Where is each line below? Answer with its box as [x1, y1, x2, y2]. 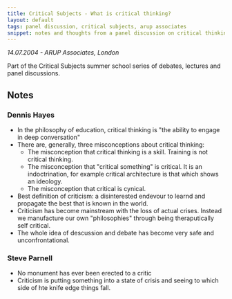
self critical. [17, 221, 51, 229]
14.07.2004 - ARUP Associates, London [7, 48, 119, 57]
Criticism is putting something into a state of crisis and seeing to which [17, 276, 219, 284]
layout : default [7, 17, 54, 24]
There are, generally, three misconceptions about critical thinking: [17, 140, 205, 149]
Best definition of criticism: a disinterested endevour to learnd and [17, 192, 206, 200]
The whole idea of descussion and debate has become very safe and [17, 228, 214, 237]
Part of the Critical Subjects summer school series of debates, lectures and [7, 62, 221, 70]
